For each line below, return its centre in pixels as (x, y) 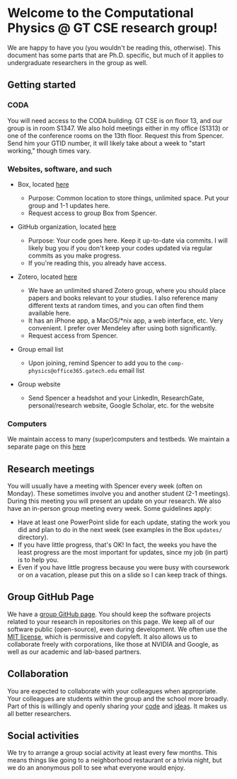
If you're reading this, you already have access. (97, 262)
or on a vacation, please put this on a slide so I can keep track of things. (122, 575)
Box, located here (43, 184)
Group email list (40, 349)
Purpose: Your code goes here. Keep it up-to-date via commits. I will (128, 240)
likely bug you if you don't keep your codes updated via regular (120, 248)
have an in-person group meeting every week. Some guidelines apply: (110, 509)
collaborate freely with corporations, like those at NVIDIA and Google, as (113, 644)
